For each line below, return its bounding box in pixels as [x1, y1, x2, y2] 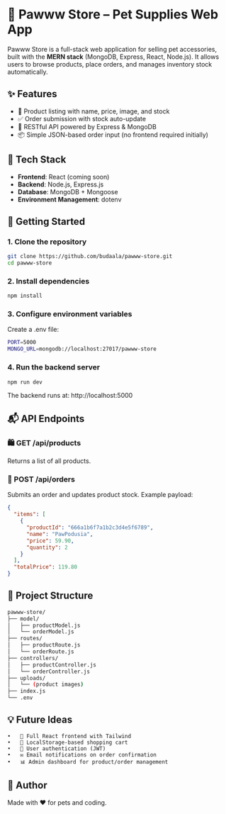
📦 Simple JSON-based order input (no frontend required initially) [17, 130, 209, 139]
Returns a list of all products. [7, 457, 91, 465]
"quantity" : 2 [26, 544, 69, 551]
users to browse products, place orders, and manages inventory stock [7, 60, 213, 68]
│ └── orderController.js [7, 668, 91, 675]
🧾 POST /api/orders [7, 474, 76, 484]
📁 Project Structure [7, 590, 94, 602]
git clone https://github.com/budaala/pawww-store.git [7, 253, 173, 260]
